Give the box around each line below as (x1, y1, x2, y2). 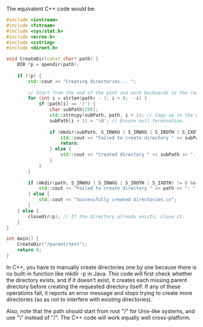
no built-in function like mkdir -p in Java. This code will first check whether (6, 269, 193, 277)
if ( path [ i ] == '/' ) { (38, 101, 96, 107)
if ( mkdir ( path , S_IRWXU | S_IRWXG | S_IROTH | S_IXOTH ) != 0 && (28, 180, 196, 186)
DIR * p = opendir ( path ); (17, 62, 80, 68)
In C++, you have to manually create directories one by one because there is (6, 263, 197, 271)
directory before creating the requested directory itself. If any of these (6, 283, 181, 290)
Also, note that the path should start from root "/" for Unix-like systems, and (6, 307, 195, 314)
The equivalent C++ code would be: (6, 5, 96, 12)
